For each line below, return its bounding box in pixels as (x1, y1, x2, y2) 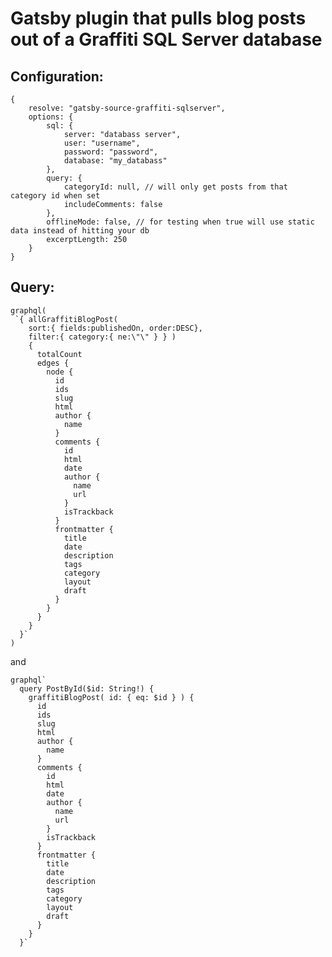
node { (46, 367, 74, 377)
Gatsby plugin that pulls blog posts (10, 7, 307, 30)
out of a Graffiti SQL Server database (10, 28, 323, 51)
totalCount (36, 349, 83, 359)
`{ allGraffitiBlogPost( (14, 314, 118, 324)
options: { (28, 112, 74, 122)
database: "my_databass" (63, 156, 168, 166)
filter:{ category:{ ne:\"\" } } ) (28, 332, 177, 342)
